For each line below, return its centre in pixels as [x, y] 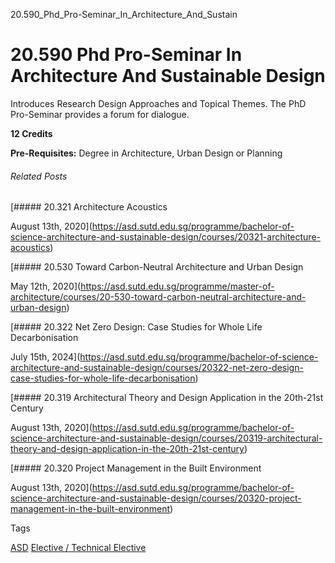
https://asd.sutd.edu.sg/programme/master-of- [177, 286]
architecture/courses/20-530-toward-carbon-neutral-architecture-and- [158, 297]
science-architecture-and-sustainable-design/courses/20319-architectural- [166, 438]
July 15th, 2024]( [45, 357]
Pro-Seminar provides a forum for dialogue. [100, 114]
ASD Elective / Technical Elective [78, 548]
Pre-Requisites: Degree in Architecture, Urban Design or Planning [146, 153]
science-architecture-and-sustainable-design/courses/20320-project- [156, 498]
